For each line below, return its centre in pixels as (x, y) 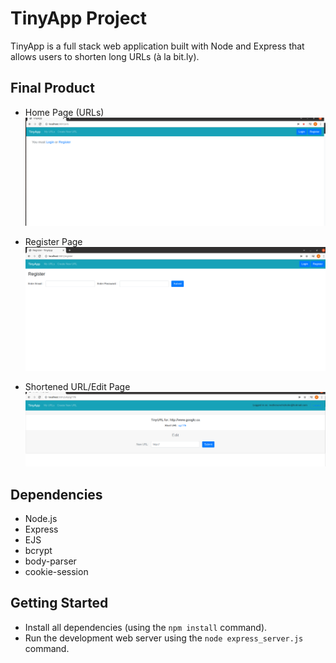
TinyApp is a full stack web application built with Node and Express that (157, 46)
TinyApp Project (79, 18)
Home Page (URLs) (64, 112)
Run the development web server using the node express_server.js (164, 638)
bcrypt (38, 551)
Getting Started (59, 603)
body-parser (50, 561)
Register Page (53, 242)
